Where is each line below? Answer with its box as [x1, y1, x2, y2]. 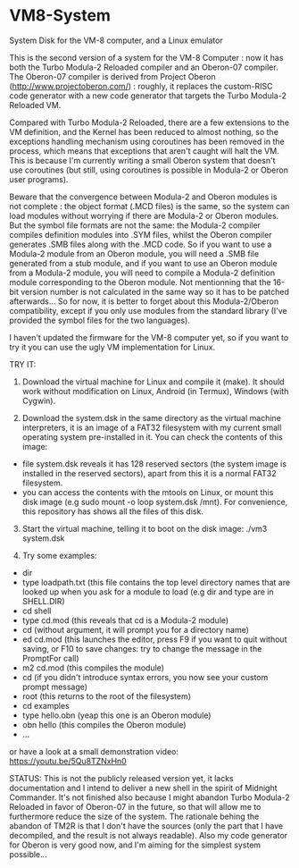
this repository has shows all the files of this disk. [21, 506, 203, 517]
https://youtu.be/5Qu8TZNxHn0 [9, 755, 127, 766]
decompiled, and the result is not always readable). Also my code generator [9, 830, 288, 840]
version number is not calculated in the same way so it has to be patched [21, 286, 290, 297]
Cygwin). [21, 395, 56, 406]
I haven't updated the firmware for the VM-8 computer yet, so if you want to [9, 332, 289, 342]
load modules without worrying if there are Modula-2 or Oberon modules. [9, 210, 279, 221]
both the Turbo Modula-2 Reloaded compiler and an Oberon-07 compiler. [9, 62, 278, 72]
